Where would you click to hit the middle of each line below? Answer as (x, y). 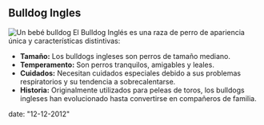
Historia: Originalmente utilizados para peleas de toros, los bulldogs (132, 90)
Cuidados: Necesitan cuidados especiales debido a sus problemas (130, 73)
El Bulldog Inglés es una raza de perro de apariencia (159, 32)
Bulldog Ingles (45, 13)
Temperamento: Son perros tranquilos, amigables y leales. (117, 64)
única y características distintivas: (64, 41)
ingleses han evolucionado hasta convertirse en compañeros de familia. (138, 98)
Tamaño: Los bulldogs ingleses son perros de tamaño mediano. (125, 56)
